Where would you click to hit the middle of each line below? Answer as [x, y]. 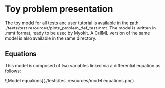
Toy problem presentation [59, 9]
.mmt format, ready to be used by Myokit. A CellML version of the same [78, 33]
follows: [13, 71]
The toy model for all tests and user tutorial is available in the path [72, 23]
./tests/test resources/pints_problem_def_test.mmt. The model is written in [81, 28]
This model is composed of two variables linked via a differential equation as [83, 65]
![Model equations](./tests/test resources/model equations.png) [70, 80]
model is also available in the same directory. [51, 38]
